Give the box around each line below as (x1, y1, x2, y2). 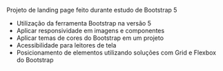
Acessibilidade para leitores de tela (16, 41, 117, 49)
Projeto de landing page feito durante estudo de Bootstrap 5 (6, 6, 177, 14)
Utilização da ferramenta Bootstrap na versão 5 (16, 19, 151, 27)
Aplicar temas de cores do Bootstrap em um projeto (16, 34, 164, 42)
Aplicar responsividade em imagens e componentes (16, 27, 165, 34)
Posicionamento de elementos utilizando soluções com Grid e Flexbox (16, 48, 217, 57)
